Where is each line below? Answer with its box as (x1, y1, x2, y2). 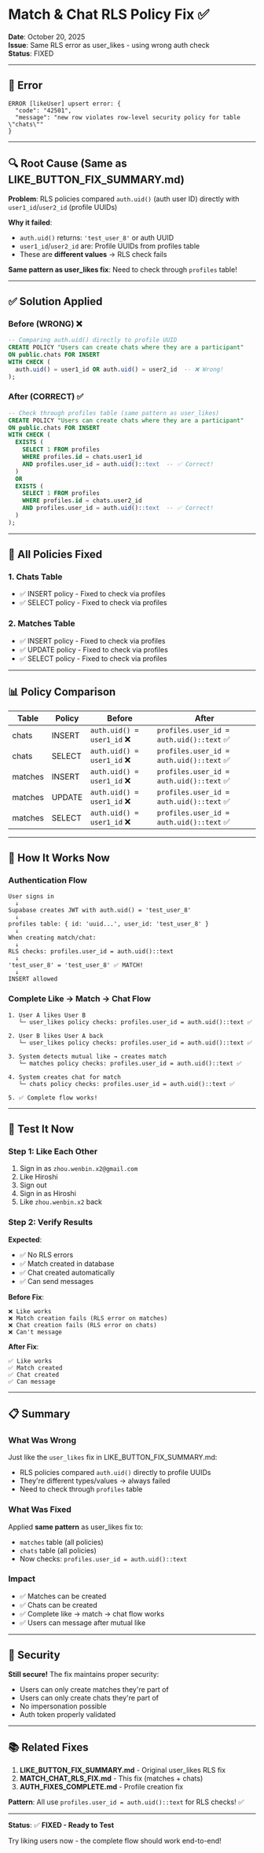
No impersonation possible (19, 1701, 108, 1711)
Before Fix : (8, 1292, 45, 1301)
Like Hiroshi (19, 1172, 58, 1182)
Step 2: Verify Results (8, 1216, 93, 1227)
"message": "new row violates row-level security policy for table (15, 113, 241, 121)
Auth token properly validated (19, 1709, 116, 1719)
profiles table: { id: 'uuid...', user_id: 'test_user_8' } (8, 920, 210, 928)
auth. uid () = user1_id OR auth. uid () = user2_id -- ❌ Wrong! (15, 365, 224, 373)
